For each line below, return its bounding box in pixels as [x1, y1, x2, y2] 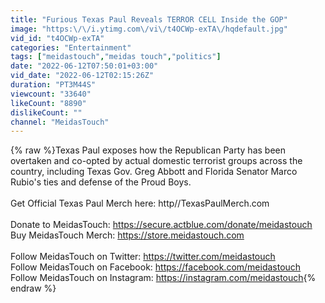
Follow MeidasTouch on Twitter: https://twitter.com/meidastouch [10, 251, 276, 263]
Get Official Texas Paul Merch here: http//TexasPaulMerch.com [10, 197, 270, 210]
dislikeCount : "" [10, 107, 83, 118]
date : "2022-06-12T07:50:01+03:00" [10, 61, 159, 71]
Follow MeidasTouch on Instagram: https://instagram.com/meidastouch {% [10, 272, 317, 284]
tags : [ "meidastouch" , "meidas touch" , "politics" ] [10, 52, 222, 62]
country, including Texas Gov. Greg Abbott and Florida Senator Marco [10, 166, 298, 178]
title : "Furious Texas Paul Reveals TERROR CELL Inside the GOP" [10, 14, 288, 25]
